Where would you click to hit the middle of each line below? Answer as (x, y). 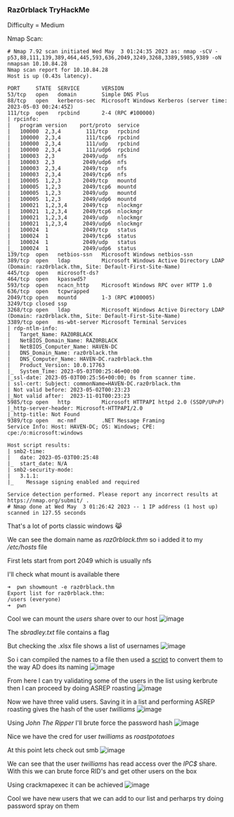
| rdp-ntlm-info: (33, 328)
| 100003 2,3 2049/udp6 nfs (67, 162)
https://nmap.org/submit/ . (48, 501)
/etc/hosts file (27, 547)
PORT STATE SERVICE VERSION (66, 89)
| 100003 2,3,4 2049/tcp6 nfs (67, 175)
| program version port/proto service (73, 126)
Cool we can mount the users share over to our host (83, 619)
